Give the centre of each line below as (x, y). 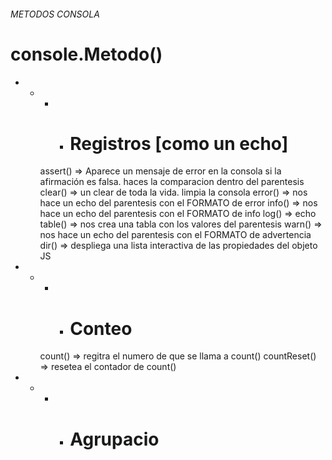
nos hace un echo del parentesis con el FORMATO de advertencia (175, 235)
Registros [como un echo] (179, 143)
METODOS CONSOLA (55, 14)
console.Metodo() (86, 54)
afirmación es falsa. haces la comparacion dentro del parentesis (172, 182)
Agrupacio (114, 439)
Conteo (101, 328)
